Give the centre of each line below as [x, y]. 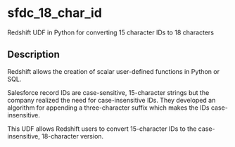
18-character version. [72, 136]
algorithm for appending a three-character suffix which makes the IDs [108, 108]
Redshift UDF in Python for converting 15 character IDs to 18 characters [111, 32]
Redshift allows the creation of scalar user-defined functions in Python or [114, 71]
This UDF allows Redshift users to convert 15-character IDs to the [102, 129]
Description [33, 55]
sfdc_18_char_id [55, 13]
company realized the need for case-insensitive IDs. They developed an [112, 100]
